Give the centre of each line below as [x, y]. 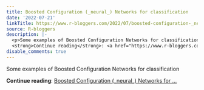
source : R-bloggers [31, 29]
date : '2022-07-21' [31, 18]
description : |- [27, 35]
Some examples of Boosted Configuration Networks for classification [93, 69]
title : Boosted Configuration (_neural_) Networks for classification [97, 12]
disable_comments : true [36, 52]
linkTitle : [20, 23]
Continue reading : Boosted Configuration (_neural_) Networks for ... [92, 80]
